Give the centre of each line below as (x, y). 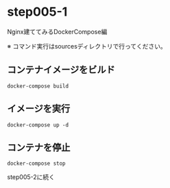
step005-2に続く (31, 177)
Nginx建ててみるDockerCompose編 (57, 31)
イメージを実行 (39, 109)
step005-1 (37, 12)
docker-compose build (38, 86)
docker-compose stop (37, 164)
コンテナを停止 (39, 147)
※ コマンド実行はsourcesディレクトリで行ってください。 (87, 46)
